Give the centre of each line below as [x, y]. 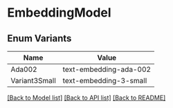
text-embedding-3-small [105, 81]
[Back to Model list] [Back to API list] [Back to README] [86, 98]
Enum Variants [39, 38]
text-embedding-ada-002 [107, 69]
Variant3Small [34, 81]
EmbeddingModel [60, 13]
